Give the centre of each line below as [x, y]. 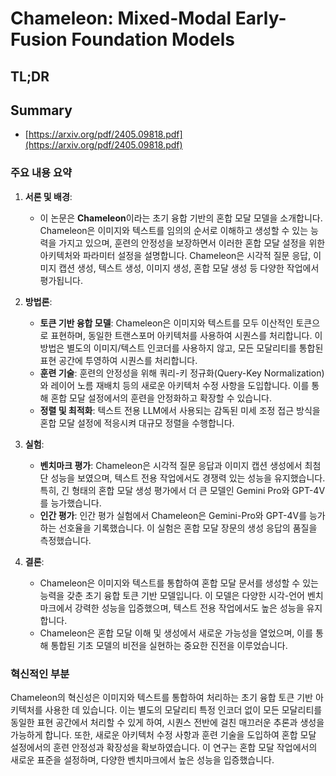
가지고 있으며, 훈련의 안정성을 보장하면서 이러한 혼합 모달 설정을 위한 [192, 243]
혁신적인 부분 [40, 674]
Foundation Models [153, 39]
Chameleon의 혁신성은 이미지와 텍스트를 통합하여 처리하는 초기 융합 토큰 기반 [161, 697]
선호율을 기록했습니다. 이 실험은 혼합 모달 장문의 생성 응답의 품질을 [188, 528]
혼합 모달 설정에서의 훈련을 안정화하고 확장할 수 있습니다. [161, 398]
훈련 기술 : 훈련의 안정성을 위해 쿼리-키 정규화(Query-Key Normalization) [182, 373]
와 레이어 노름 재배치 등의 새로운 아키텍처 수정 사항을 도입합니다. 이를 [174, 385]
